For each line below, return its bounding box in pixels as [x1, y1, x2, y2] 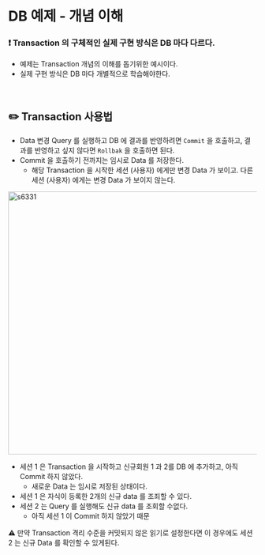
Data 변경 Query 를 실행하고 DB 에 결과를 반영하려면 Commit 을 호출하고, [19, 136, 243, 145]
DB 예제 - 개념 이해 [8, 7, 124, 25]
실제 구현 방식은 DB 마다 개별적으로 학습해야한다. [19, 69, 171, 79]
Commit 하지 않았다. [19, 472, 84, 481]
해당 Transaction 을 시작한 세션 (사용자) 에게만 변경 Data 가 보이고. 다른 [31, 165, 254, 175]
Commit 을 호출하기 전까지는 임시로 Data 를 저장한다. [19, 156, 184, 165]
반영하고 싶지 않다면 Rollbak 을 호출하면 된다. [34, 145, 175, 155]
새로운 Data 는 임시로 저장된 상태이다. [31, 481, 148, 491]
